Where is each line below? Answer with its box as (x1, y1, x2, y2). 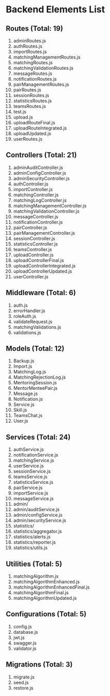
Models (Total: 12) (6, 344, 65, 353)
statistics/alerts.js (13, 534, 51, 540)
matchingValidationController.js (13, 208, 80, 214)
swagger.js (13, 639, 37, 646)
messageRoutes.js (13, 70, 52, 77)
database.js (13, 629, 38, 635)
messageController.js (13, 213, 59, 219)
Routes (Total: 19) (6, 24, 63, 33)
